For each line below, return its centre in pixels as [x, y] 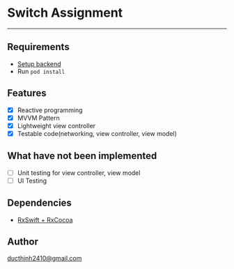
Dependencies [39, 203]
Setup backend [39, 63]
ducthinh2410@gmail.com [45, 259]
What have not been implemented [82, 156]
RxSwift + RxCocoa [45, 220]
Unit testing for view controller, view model [79, 173]
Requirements [38, 47]
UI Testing [32, 180]
